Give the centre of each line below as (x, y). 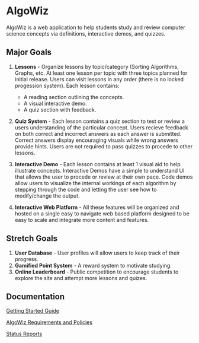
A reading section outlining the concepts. (74, 97)
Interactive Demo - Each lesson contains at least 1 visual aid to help (97, 164)
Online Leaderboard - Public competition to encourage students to (97, 272)
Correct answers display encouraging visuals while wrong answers (97, 140)
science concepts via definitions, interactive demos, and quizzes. (86, 33)
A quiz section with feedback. (60, 109)
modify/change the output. (47, 196)
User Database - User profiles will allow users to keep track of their (97, 253)
